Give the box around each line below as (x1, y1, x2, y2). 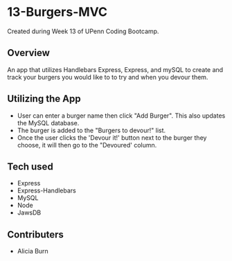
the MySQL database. (17, 118, 80, 127)
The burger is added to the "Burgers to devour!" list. (17, 126, 166, 134)
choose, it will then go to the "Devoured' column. (17, 141, 157, 149)
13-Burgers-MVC (7, 4, 108, 20)
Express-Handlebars (17, 186, 76, 195)
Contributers (7, 228, 64, 240)
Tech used (7, 161, 53, 172)
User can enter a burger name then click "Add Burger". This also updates (17, 111, 226, 120)
